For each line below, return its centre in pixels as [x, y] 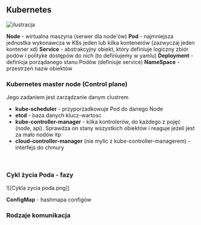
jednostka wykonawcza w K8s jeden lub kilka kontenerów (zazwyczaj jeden [100, 42]
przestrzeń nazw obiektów [39, 68]
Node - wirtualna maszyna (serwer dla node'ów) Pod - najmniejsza [90, 36]
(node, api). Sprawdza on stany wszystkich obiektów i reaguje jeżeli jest [105, 128]
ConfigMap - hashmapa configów [49, 200]
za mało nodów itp [38, 135]
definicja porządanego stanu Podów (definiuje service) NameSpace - [93, 62]
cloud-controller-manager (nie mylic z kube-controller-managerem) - [103, 141]
